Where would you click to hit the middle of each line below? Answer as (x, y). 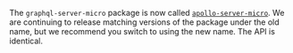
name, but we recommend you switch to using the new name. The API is (142, 31)
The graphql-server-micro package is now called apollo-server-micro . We (147, 13)
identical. (26, 41)
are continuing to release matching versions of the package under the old (144, 22)
